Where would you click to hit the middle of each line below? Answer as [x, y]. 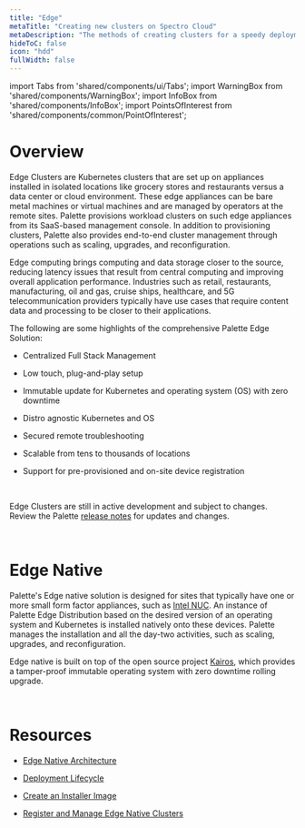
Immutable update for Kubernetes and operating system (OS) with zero [155, 390]
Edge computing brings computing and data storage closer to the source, [147, 262]
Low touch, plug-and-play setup [83, 373]
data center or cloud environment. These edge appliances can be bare [142, 196]
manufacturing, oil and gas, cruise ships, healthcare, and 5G [122, 291]
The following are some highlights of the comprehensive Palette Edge [139, 328]
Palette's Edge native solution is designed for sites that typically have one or [152, 595]
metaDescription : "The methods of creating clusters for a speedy [138, 35]
